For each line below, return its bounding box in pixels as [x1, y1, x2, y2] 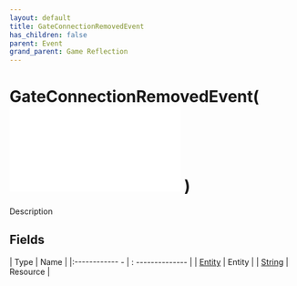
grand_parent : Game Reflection [9, 47, 128, 56]
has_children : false [9, 30, 88, 39]
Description [9, 206, 53, 217]
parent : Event [9, 38, 64, 48]
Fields [9, 232, 46, 248]
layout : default [9, 13, 71, 23]
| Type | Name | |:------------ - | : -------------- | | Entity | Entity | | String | [9, 256, 289, 267]
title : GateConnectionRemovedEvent [9, 22, 145, 31]
